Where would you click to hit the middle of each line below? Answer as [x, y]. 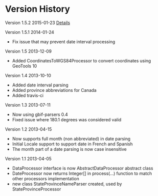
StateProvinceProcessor [36, 189]
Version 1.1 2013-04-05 [28, 159]
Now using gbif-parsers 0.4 [40, 114]
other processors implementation [45, 178]
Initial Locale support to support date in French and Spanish [72, 144]
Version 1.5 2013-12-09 [28, 51]
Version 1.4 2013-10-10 [28, 75]
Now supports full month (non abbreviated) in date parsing [71, 139]
